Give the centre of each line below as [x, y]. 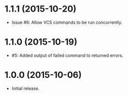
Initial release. [25, 88]
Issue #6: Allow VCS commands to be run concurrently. [67, 22]
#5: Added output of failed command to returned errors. [67, 55]
